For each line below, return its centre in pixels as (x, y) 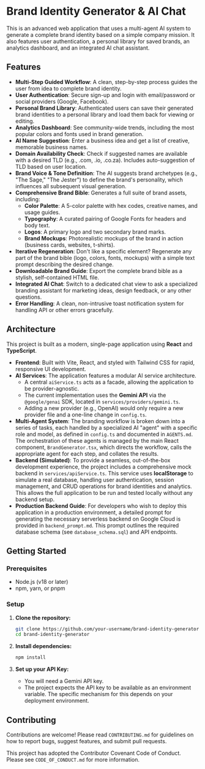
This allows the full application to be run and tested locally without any (104, 492)
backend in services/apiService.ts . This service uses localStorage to (104, 473)
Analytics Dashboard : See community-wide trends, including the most (105, 128)
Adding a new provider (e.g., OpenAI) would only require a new (104, 408)
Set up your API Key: (42, 669)
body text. (37, 225)
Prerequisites (27, 568)
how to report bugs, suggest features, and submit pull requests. (87, 741)
